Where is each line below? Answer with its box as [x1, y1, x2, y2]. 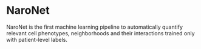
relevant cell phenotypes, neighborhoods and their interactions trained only [6, 29, 196, 36]
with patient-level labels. [6, 36, 68, 43]
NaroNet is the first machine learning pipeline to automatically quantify [6, 23, 183, 30]
